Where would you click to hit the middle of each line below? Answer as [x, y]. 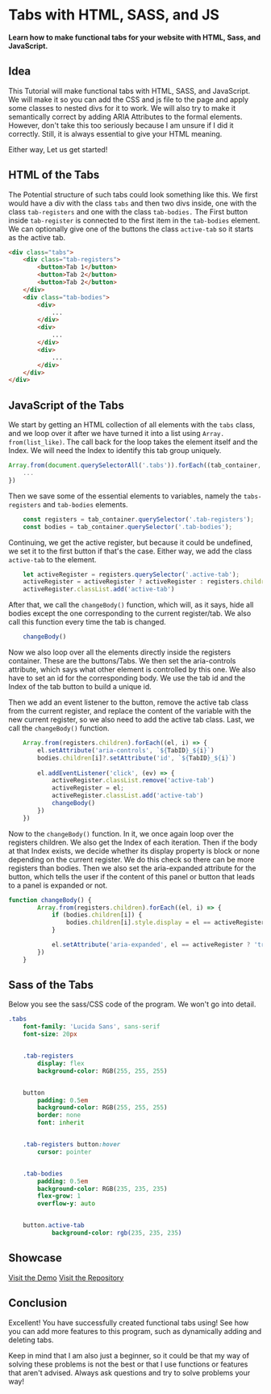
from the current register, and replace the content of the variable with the [130, 711]
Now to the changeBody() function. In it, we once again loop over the [121, 833]
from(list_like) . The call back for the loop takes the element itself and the [133, 442]
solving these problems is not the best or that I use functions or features [128, 1364]
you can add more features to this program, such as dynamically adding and [135, 1331]
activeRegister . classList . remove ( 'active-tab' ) [133, 781]
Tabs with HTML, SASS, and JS [114, 15]
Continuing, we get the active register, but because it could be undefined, [131, 542]
